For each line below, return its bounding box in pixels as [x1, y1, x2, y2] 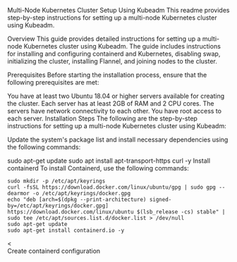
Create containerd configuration [7, 247, 101, 255]
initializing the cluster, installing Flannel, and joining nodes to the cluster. [7, 57, 217, 65]
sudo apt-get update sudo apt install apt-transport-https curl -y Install [7, 156, 210, 165]
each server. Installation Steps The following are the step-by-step [7, 114, 197, 123]
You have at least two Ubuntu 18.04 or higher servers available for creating [7, 92, 225, 100]
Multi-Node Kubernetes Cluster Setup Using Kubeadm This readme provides [7, 6, 230, 14]
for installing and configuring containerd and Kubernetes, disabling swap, [7, 49, 221, 58]
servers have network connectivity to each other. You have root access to [7, 107, 222, 115]
